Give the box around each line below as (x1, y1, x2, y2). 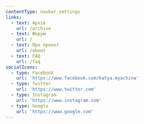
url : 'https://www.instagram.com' (16, 97, 102, 103)
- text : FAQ (11, 53, 41, 59)
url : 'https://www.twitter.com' (16, 86, 96, 92)
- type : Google (11, 103, 49, 109)
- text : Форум (11, 31, 46, 37)
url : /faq (16, 58, 41, 64)
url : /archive (16, 25, 51, 32)
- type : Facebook (11, 70, 54, 76)
